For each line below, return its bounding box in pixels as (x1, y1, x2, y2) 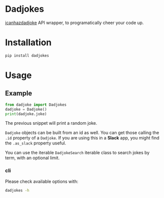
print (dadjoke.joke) (5, 112, 47, 116)
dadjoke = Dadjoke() (5, 107, 47, 112)
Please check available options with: (5, 178, 78, 184)
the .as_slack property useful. (5, 140, 66, 146)
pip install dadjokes (5, 53, 49, 58)
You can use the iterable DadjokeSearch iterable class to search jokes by (5, 150, 150, 156)
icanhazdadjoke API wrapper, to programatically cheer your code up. (5, 20, 144, 26)
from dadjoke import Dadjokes (5, 102, 67, 107)
